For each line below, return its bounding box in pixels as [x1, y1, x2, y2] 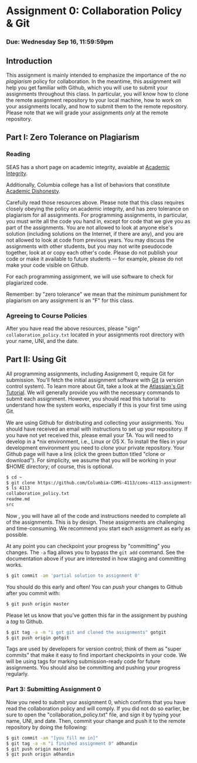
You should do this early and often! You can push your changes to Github [6, 583, 183, 590]
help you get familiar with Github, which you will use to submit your [6, 84, 168, 91]
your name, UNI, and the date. [6, 337, 79, 344]
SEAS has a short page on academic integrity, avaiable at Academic [6, 163, 170, 170]
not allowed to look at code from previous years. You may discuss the [6, 236, 174, 243]
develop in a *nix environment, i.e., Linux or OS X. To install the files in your [6, 438, 188, 445]
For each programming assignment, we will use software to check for [6, 273, 174, 280]
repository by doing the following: [6, 724, 88, 731]
